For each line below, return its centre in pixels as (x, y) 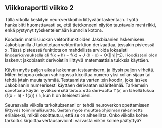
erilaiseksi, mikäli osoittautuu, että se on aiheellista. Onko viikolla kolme (76, 115)
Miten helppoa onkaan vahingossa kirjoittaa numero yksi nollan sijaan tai (78, 74)
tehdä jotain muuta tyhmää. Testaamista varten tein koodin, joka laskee (76, 80)
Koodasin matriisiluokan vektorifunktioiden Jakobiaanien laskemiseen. (75, 39)
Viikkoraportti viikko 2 (40, 8)
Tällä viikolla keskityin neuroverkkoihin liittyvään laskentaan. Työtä (71, 19)
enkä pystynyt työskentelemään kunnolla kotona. (54, 30)
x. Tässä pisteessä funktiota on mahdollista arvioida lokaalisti (66, 50)
